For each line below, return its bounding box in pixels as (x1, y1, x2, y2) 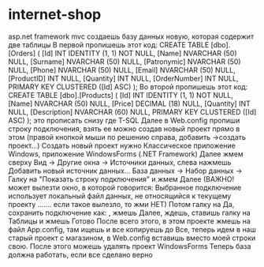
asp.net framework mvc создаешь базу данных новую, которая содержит (8, 32, 255, 41)
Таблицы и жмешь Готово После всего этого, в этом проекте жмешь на (8, 216, 251, 226)
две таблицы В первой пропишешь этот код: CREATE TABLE (8, 39, 210, 49)
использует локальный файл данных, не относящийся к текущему (8, 191, 232, 201)
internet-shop (8, 6, 102, 24)
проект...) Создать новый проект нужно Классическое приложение (8, 141, 236, 150)
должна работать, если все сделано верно (8, 250, 154, 259)
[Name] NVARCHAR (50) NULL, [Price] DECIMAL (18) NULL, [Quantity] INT (8, 99, 251, 108)
